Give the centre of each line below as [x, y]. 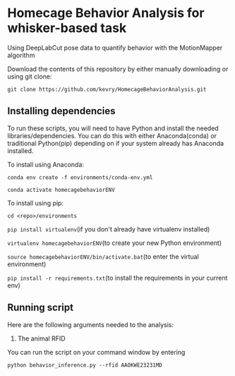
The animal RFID [41, 338]
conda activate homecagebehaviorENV [61, 190]
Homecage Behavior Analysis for [106, 13]
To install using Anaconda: [46, 164]
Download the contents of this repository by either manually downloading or [118, 69]
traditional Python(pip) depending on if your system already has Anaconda [116, 143]
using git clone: [30, 76]
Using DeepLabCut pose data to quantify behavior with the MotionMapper [115, 47]
